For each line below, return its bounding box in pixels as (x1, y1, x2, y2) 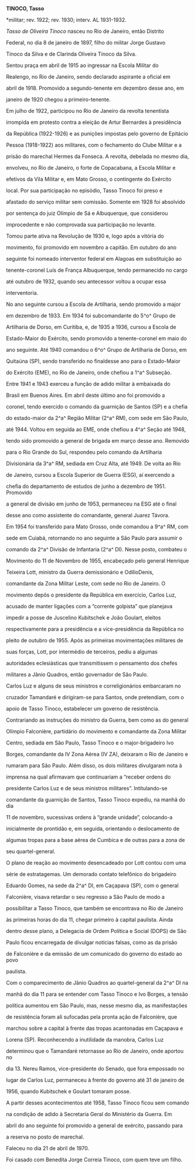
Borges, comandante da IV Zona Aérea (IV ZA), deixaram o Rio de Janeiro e (6, 751, 189, 757)
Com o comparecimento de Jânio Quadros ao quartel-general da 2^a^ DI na (6, 979, 189, 986)
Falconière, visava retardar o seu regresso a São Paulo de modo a (6, 894, 165, 900)
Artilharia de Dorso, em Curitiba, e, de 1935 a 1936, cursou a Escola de (6, 324, 177, 331)
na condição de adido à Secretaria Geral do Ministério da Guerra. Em (6, 1111, 172, 1117)
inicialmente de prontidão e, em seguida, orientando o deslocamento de (6, 825, 180, 832)
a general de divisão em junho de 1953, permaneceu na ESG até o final (6, 500, 177, 507)
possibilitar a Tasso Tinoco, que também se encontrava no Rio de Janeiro (6, 905, 183, 912)
